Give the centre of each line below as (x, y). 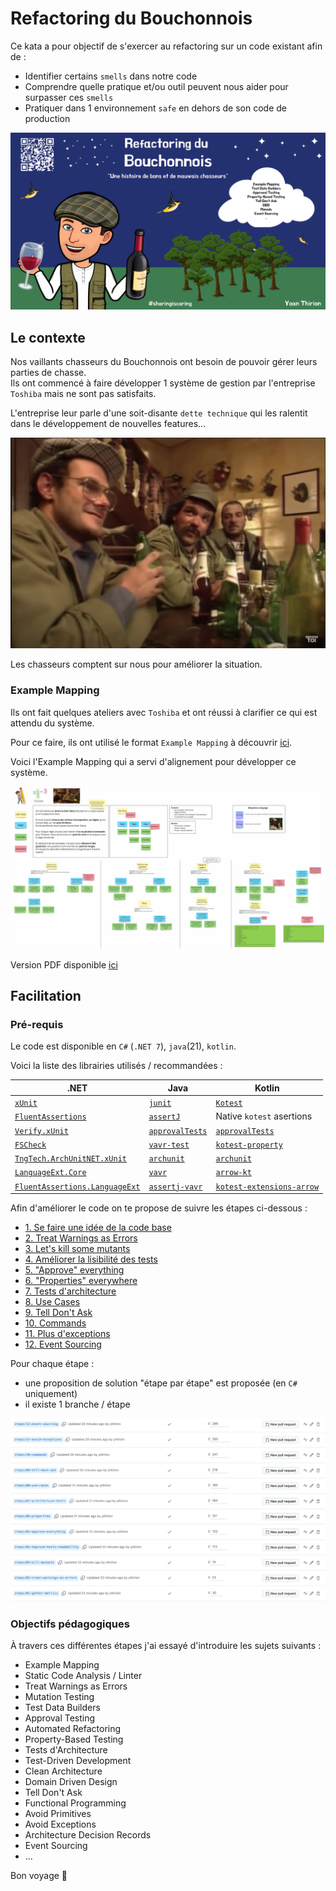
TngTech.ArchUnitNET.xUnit (70, 1159)
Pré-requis (37, 1024)
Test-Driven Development (78, 1761)
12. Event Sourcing (63, 1344)
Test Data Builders (62, 1708)
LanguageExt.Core (50, 1173)
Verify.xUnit (41, 1131)
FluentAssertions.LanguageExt (77, 1187)
